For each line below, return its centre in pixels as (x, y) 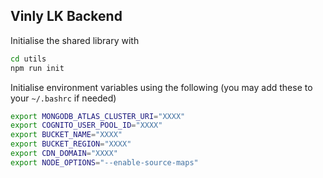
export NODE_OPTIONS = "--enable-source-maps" (104, 162)
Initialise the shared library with (75, 40)
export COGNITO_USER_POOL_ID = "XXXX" (86, 125)
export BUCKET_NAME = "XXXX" (66, 135)
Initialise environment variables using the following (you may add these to (161, 87)
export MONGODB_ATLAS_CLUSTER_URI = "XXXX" (98, 116)
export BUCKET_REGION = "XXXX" (71, 144)
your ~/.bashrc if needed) (63, 98)
